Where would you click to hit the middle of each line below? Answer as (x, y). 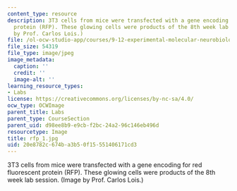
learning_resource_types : (45, 86)
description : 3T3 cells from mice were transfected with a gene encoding (118, 20)
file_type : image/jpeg (41, 54)
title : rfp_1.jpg (33, 138)
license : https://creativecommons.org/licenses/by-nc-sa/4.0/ (101, 99)
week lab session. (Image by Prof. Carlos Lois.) (75, 180)
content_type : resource (42, 14)
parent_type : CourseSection (49, 118)
